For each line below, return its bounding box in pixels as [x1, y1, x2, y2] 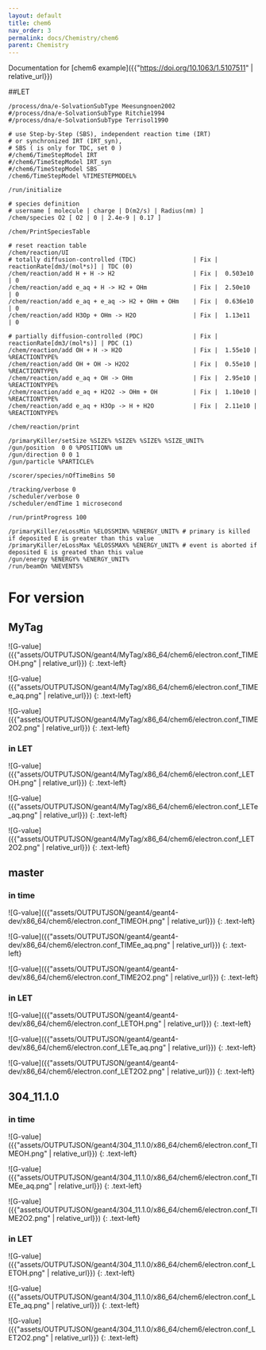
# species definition [8, 200, 80, 208]
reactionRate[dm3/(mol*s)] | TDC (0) [8, 263, 133, 271]
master [8, 866, 44, 879]
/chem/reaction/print [8, 423, 80, 431]
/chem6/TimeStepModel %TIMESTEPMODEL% [8, 172, 137, 180]
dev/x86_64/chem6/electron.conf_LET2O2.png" [8, 1066, 165, 1076]
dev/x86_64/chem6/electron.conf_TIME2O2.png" [8, 972, 169, 982]
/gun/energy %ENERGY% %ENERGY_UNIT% [8, 555, 129, 564]
